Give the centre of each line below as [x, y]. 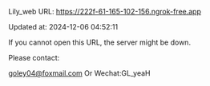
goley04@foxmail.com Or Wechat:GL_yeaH [79, 73]
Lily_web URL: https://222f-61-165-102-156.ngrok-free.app [105, 12]
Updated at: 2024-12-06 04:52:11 [63, 27]
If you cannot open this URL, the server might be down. [99, 42]
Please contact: [34, 58]
